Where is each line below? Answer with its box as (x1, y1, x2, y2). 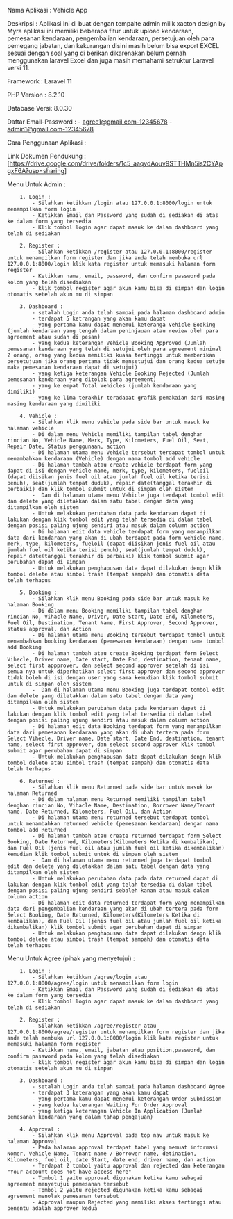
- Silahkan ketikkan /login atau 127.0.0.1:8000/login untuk (32, 200, 213, 207)
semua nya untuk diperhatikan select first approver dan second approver (7, 668, 225, 675)
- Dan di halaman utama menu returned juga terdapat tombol (32, 857, 213, 864)
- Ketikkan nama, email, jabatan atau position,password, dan (32, 1047, 216, 1053)
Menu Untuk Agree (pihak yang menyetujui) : (7, 954, 135, 962)
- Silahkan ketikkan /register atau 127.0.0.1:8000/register (32, 248, 213, 255)
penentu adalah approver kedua (7, 1205, 98, 1212)
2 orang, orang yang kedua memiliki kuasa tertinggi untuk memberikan (7, 352, 216, 359)
